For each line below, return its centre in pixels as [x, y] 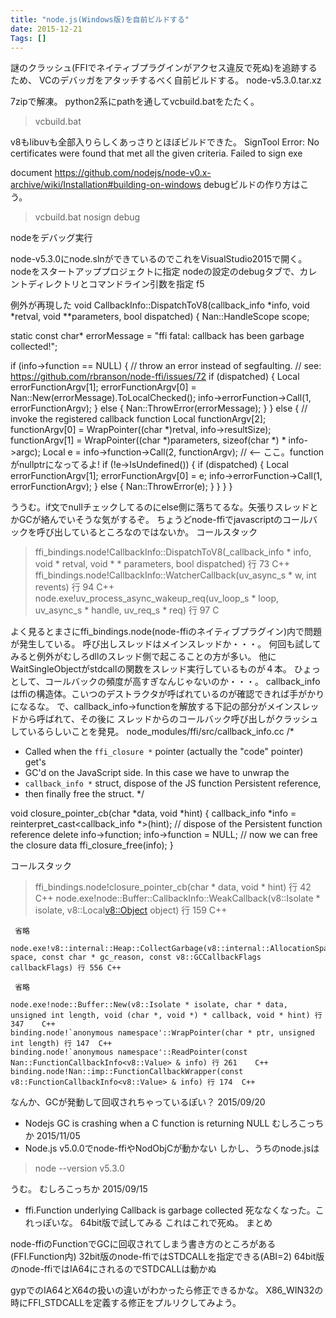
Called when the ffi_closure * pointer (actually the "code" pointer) [164, 752]
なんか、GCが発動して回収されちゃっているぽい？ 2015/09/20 [138, 1102]
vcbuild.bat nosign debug [87, 217]
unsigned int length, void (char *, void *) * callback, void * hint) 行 [166, 1016]
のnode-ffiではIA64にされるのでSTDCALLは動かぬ [113, 1269]
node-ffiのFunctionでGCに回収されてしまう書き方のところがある [143, 1244]
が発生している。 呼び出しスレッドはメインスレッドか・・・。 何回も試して [166, 644]
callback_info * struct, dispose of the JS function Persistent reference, [173, 783]
